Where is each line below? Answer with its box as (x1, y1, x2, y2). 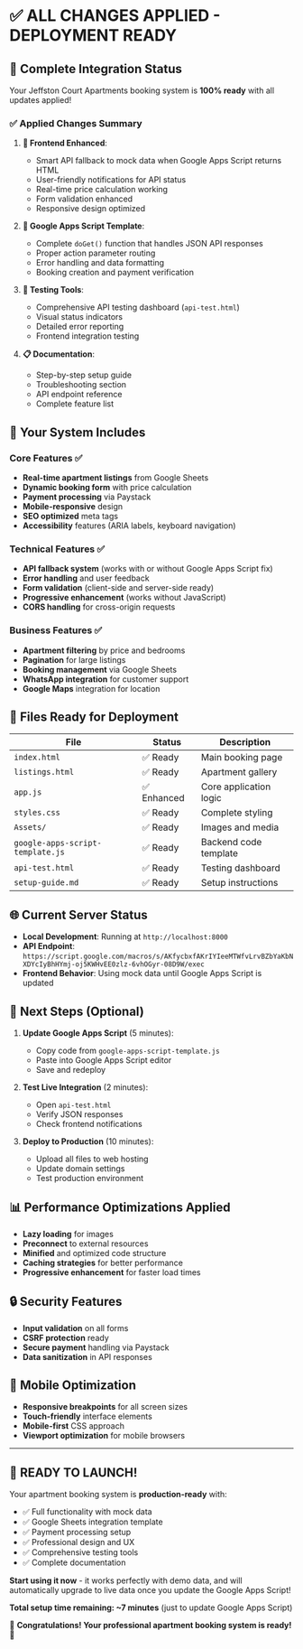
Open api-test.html (35, 1099, 112, 1111)
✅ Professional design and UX (22, 1537, 135, 1548)
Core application (200, 780, 271, 793)
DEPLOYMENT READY (9, 25, 178, 46)
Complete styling (200, 806, 273, 819)
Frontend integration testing (35, 331, 140, 341)
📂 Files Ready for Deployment (9, 709, 179, 724)
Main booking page (200, 751, 283, 764)
